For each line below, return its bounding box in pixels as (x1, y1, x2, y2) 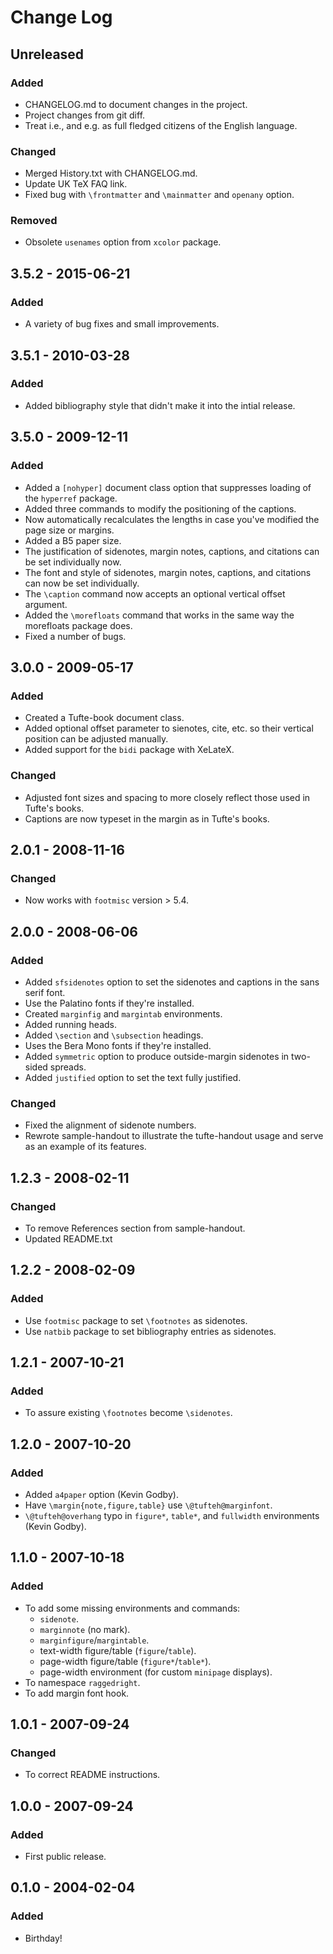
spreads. (49, 1061, 87, 1073)
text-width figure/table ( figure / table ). (39, 1644, 197, 1656)
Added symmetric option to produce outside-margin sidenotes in (24, 1050, 290, 1062)
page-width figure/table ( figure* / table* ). (39, 1655, 212, 1667)
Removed (10, 214, 58, 228)
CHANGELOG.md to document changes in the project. (24, 98, 248, 110)
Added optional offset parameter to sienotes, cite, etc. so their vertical (24, 722, 314, 735)
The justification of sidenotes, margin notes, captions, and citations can (24, 545, 320, 557)
